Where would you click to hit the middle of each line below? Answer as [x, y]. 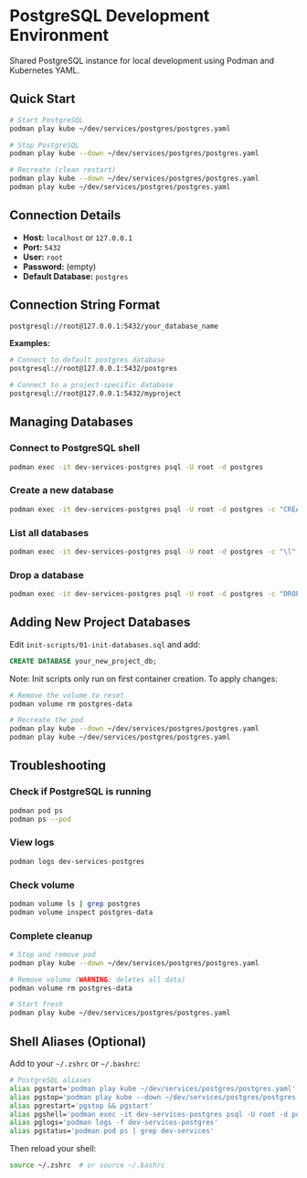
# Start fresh [37, 1004]
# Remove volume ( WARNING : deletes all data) [97, 979]
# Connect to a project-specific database [91, 385]
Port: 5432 [42, 247]
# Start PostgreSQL [47, 120]
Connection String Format [85, 305]
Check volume [42, 885]
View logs [32, 843]
